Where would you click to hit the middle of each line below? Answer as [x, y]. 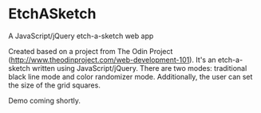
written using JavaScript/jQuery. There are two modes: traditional [139, 68]
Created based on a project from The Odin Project [91, 51]
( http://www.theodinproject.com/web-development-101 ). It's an [113, 60]
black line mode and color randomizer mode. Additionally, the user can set [130, 76]
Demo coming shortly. [45, 100]
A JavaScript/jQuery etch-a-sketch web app [81, 36]
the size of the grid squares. [55, 85]
